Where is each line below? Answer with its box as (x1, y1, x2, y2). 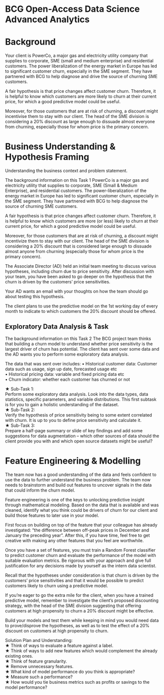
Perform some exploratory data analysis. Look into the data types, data (5, 391, 148, 397)
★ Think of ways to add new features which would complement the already (5, 647, 158, 654)
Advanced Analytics (5, 14, 90, 25)
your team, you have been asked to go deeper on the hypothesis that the (5, 274, 152, 279)
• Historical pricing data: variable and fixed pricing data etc (5, 371, 125, 377)
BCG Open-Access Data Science (5, 3, 140, 15)
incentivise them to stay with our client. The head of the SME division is (5, 113, 149, 119)
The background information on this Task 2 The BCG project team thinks (5, 335, 151, 341)
